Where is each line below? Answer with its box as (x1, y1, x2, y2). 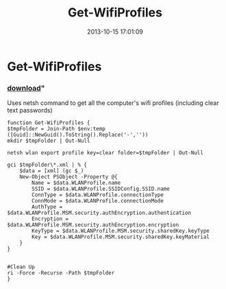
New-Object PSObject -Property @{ (19, 174, 118, 181)
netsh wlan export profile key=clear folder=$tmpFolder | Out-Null (7, 150, 204, 157)
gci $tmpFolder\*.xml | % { (7, 161, 88, 169)
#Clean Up (7, 264, 36, 270)
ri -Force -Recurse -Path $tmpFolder (7, 270, 115, 277)
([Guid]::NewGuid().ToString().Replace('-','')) (7, 132, 149, 139)
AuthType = (32, 204, 63, 211)
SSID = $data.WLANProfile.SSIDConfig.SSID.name (32, 185, 170, 193)
